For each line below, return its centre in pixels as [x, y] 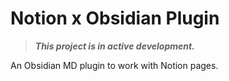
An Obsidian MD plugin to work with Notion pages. [114, 65]
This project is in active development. [114, 46]
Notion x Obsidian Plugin [115, 18]
